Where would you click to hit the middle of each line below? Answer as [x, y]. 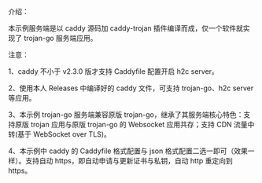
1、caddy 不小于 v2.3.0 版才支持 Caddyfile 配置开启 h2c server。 [113, 71]
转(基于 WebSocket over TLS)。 [60, 134]
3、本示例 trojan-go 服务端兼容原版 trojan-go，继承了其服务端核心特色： [126, 115]
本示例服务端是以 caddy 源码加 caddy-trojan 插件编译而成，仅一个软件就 [126, 28]
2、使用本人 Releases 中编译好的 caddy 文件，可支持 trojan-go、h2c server [131, 88]
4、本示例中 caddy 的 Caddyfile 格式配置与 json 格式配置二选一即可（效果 [128, 151]
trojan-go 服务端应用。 [60, 38]
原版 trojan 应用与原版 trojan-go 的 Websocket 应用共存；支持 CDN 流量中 [135, 124]
